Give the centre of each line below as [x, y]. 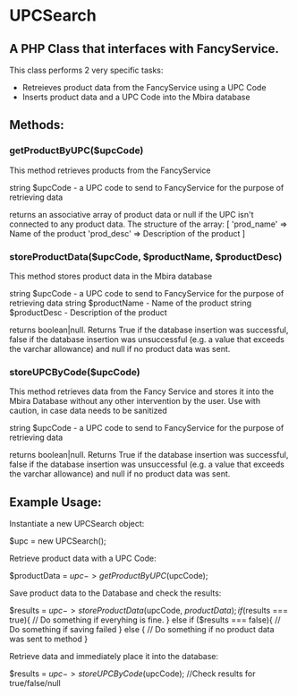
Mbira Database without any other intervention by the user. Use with [135, 401]
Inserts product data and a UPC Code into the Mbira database [136, 97]
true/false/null [35, 683]
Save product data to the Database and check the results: [115, 593]
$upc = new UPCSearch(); [58, 541]
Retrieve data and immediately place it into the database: [114, 657]
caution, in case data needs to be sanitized [88, 411]
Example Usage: [55, 502]
